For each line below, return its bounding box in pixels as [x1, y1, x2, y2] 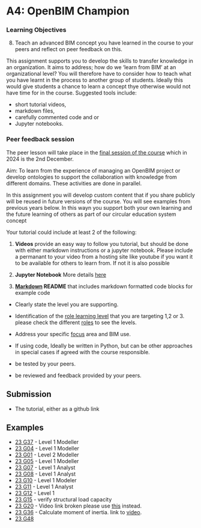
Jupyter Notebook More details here [14, 271, 107, 278]
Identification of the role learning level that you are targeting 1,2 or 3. [14, 312, 185, 319]
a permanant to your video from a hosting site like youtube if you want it [14, 253, 193, 260]
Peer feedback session [6, 135, 75, 144]
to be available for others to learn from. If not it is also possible [14, 259, 170, 266]
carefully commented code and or [14, 114, 99, 121]
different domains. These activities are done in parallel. [6, 179, 142, 187]
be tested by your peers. [14, 360, 76, 367]
